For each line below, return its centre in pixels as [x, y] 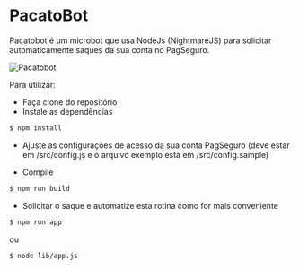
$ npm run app [36, 222]
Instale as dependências [67, 111]
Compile [38, 172]
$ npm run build [40, 188]
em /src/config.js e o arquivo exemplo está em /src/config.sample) [145, 154]
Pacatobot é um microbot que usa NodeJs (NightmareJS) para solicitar [141, 40]
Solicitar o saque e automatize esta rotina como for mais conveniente [150, 205]
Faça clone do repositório [70, 102]
